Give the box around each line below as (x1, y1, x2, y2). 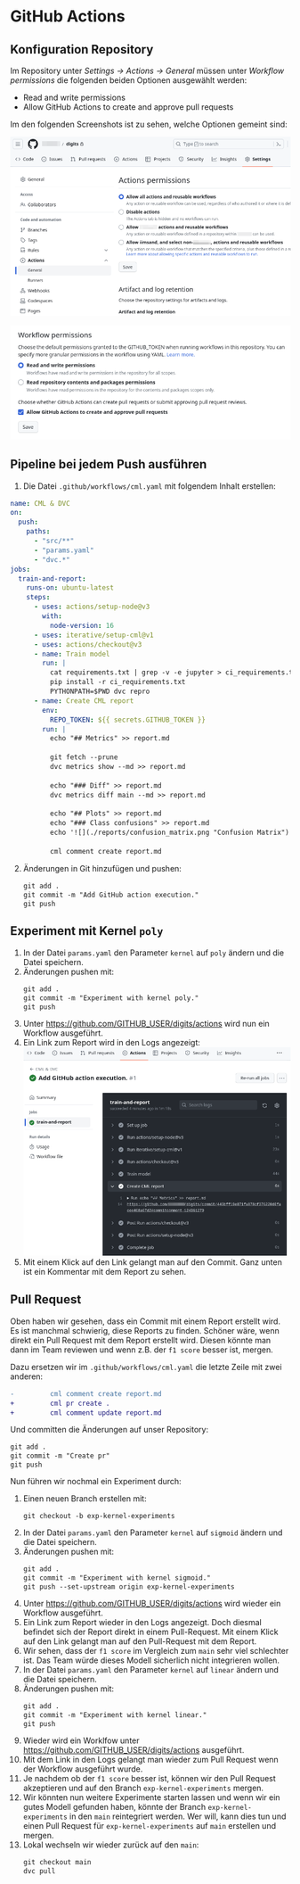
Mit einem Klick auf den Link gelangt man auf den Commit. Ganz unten (22, 1256, 283, 1268)
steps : (26, 593, 51, 602)
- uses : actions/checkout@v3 (33, 640, 142, 649)
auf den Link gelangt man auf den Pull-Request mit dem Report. (22, 1636, 257, 1647)
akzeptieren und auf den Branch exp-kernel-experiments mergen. (22, 1782, 264, 1794)
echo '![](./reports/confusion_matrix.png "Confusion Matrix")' (49, 828, 294, 838)
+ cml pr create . (10, 1399, 110, 1408)
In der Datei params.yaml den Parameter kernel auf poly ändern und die (22, 947, 284, 958)
